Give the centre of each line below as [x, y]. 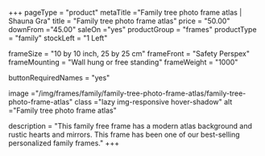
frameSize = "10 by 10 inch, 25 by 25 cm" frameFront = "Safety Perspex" [129, 53]
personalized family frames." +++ [64, 143]
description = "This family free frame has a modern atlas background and [130, 126]
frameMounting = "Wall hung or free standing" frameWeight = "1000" [123, 62]
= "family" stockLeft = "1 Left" [58, 38]
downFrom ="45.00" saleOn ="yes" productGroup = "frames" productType [132, 29]
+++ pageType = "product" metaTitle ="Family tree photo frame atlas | [125, 12]
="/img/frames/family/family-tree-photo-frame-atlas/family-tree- [139, 93]
